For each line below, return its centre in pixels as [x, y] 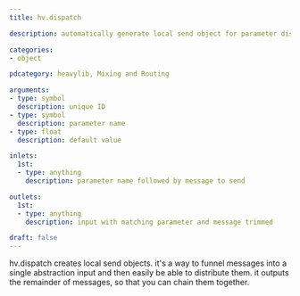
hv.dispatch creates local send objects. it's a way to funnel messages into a [148, 263]
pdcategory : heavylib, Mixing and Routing [89, 74]
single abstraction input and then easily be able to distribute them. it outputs [149, 273]
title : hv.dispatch [46, 17]
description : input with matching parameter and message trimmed [150, 222]
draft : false [33, 238]
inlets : [24, 156]
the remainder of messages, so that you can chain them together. [129, 283]
